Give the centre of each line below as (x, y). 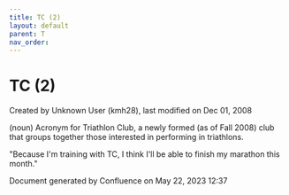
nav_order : (29, 42)
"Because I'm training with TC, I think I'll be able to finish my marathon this (144, 154)
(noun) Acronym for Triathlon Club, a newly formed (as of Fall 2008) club (142, 128)
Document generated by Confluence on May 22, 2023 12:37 (118, 181)
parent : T (27, 34)
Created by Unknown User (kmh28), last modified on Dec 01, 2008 (131, 111)
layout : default (39, 26)
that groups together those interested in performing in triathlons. (127, 137)
